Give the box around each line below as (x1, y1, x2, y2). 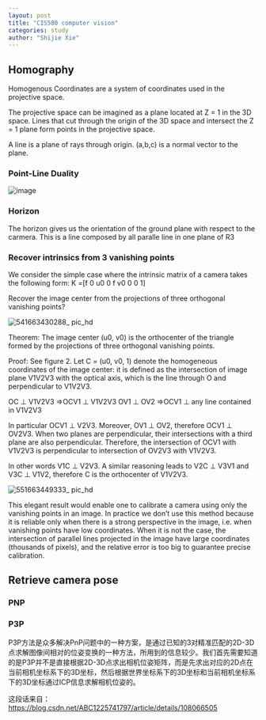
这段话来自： (8, 694, 50, 703)
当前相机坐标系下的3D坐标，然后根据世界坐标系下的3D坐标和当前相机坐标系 (8, 667, 256, 676)
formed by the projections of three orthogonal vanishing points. (8, 341, 215, 351)
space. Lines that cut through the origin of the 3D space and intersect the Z (8, 116, 255, 126)
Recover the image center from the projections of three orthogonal (8, 294, 226, 303)
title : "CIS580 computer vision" (8, 19, 119, 27)
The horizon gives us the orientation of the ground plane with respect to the (8, 223, 256, 233)
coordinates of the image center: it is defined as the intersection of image (8, 365, 248, 374)
